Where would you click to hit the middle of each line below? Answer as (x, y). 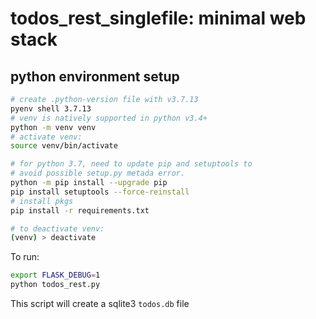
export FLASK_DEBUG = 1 (55, 275)
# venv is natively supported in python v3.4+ (109, 118)
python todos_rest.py (55, 285)
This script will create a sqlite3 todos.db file (100, 303)
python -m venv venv (53, 127)
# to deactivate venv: (57, 228)
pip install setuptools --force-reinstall (100, 192)
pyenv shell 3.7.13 (51, 108)
